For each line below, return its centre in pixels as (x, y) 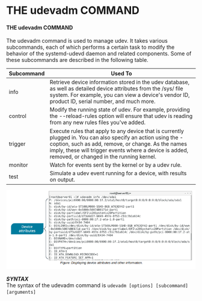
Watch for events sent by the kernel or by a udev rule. (116, 165)
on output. (62, 180)
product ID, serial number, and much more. (103, 101)
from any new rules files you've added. (98, 123)
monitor (18, 165)
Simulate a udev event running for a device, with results (118, 173)
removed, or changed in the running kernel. (103, 157)
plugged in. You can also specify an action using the (114, 137)
